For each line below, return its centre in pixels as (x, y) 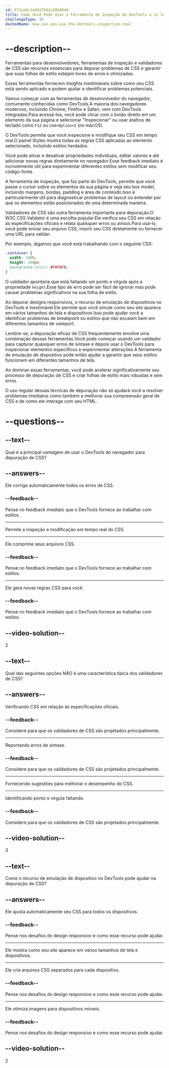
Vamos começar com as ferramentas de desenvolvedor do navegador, (78, 98)
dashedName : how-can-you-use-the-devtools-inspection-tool (68, 24)
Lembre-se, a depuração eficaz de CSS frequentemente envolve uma (77, 333)
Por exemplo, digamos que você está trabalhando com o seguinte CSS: (79, 244)
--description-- (38, 49)
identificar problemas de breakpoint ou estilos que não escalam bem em (80, 318)
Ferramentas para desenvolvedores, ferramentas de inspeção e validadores (84, 63)
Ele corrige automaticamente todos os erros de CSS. (60, 485)
